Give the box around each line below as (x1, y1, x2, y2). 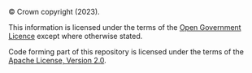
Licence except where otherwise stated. (8, 32, 143, 41)
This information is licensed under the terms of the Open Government (8, 23, 241, 32)
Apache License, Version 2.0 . (8, 56, 107, 65)
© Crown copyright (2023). (8, 7, 100, 16)
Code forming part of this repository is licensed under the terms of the (8, 47, 244, 56)
